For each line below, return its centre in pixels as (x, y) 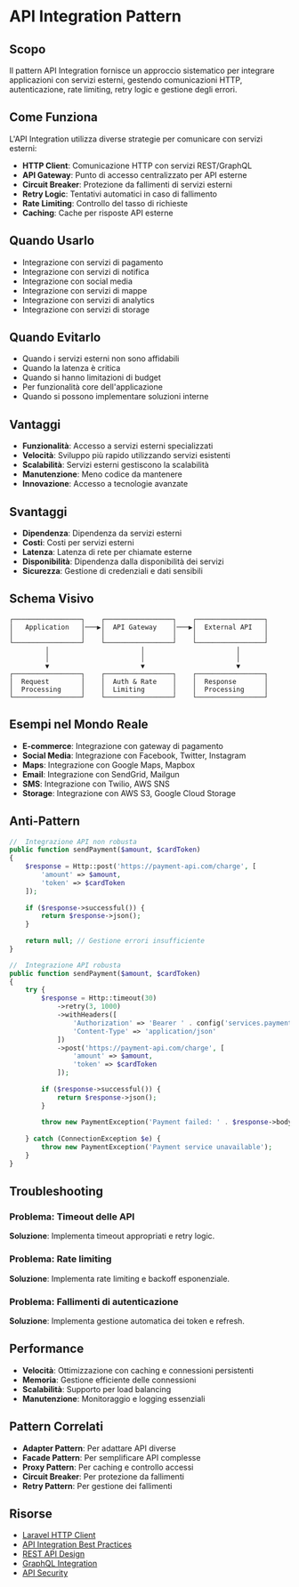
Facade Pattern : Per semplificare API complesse (111, 1457)
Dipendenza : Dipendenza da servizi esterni (102, 533)
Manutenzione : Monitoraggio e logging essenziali (113, 1398)
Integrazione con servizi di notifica (85, 271)
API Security (45, 1573)
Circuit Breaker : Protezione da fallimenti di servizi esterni (127, 184)
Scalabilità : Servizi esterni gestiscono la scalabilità (115, 465)
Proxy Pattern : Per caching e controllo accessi (108, 1467)
